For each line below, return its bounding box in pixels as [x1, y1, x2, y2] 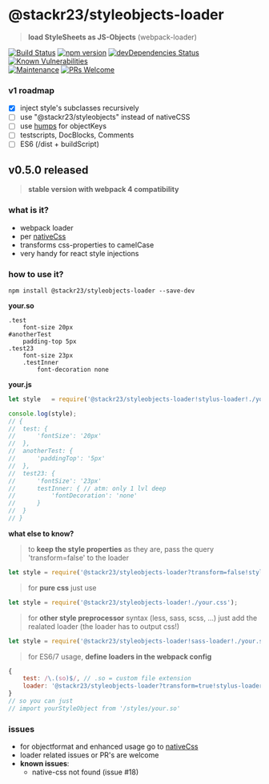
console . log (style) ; [8, 410, 78, 418]
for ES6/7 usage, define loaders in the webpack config [27, 651, 212, 661]
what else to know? [8, 529, 74, 538]
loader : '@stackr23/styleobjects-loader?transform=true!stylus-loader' [22, 682, 267, 690]
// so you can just [8, 697, 74, 705]
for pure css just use [27, 582, 97, 592]
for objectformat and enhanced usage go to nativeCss [19, 741, 199, 752]
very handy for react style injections [19, 248, 139, 258]
